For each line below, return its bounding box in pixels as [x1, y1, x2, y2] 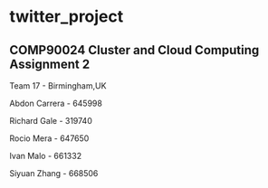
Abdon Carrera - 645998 [9, 98, 102, 108]
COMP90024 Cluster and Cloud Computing [9, 42, 260, 58]
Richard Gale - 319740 [9, 116, 92, 126]
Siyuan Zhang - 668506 [9, 168, 99, 178]
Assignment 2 [9, 56, 91, 71]
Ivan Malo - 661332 [9, 151, 82, 161]
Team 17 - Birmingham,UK [9, 80, 107, 91]
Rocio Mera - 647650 [9, 133, 90, 144]
